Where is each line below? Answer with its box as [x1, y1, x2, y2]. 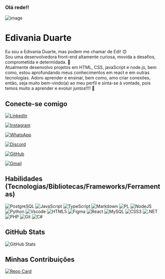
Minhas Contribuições [5, 255, 75, 264]
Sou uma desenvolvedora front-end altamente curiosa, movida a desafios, [5, 54, 156, 60]
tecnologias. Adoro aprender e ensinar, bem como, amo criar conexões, [5, 75, 151, 81]
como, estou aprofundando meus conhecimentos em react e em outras [5, 70, 150, 75]
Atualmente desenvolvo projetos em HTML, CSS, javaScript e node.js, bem [5, 65, 157, 70]
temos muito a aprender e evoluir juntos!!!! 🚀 [5, 85, 95, 91]
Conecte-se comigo [5, 100, 67, 108]
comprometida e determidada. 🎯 [5, 59, 71, 65]
